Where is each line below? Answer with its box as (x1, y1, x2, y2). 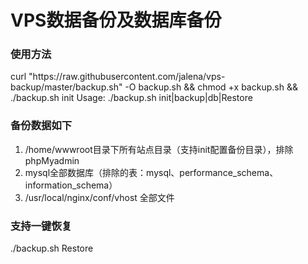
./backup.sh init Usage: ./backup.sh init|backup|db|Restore (10, 92, 253, 104)
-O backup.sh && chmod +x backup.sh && (124, 81, 298, 93)
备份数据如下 (10, 119, 73, 133)
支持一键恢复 (10, 219, 73, 233)
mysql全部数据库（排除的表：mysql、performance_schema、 (24, 166, 279, 178)
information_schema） (24, 179, 118, 191)
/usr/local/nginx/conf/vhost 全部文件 (24, 191, 175, 203)
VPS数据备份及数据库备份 (10, 9, 222, 32)
